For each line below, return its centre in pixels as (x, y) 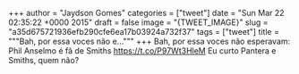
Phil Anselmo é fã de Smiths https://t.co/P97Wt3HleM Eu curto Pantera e (142, 51)
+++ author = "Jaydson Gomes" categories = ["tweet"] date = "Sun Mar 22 (146, 13)
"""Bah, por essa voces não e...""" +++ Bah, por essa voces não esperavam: (149, 41)
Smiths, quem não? (44, 60)
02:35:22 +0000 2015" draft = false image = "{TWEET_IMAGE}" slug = (138, 22)
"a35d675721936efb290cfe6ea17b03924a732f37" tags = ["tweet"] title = (144, 32)
